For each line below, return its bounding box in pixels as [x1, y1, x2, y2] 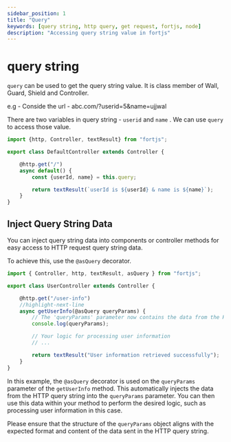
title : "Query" [7, 16, 51, 23]
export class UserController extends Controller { [7, 283, 155, 289]
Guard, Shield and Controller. [7, 89, 89, 97]
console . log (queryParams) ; [32, 320, 109, 327]
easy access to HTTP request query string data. [7, 243, 143, 252]
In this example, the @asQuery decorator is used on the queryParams [7, 377, 196, 385]
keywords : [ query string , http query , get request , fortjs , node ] [7, 23, 201, 30]
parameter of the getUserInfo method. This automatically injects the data [7, 384, 214, 393]
